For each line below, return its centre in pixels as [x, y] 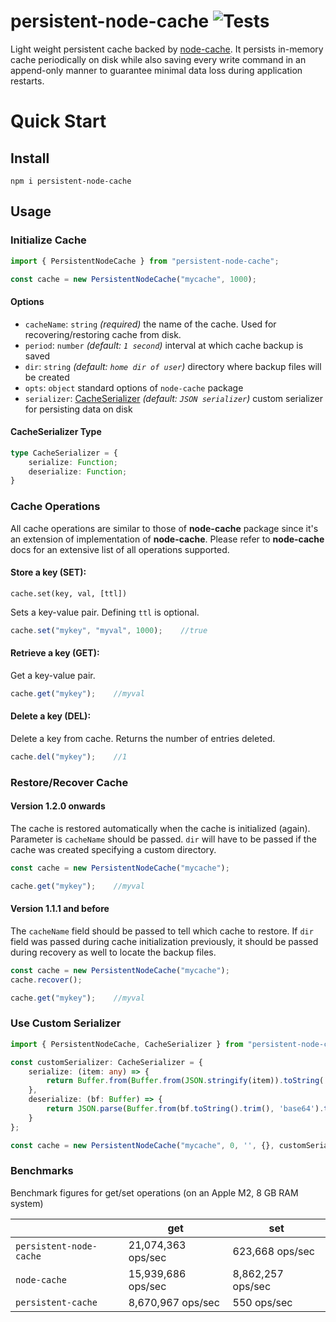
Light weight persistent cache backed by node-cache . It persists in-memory [167, 49]
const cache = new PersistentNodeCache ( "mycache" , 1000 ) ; [133, 279]
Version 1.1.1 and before [60, 909]
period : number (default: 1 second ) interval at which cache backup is [164, 345]
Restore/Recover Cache [69, 782]
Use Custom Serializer [66, 1023]
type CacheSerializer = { [64, 453]
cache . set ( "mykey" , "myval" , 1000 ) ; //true [109, 630]
